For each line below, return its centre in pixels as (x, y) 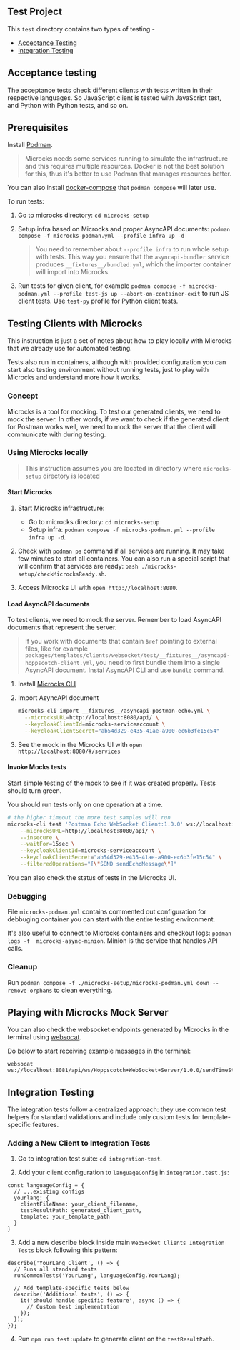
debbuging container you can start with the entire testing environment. (111, 919)
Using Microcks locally (48, 453)
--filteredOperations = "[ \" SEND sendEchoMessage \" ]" (99, 864)
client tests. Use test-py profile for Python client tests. (98, 301)
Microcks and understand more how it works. (74, 377)
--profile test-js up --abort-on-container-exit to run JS (141, 294)
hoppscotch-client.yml (59, 664)
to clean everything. (83, 990)
